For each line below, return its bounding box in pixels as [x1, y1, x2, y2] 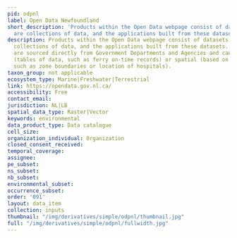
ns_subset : [7, 167, 39, 175]
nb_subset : [7, 174, 39, 181]
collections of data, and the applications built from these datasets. [13, 43, 229, 50]
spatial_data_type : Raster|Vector [7, 108, 109, 115]
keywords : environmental [7, 115, 80, 122]
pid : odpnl [7, 10, 39, 18]
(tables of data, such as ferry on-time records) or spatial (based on [13, 56, 229, 63]
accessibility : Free [7, 89, 68, 96]
